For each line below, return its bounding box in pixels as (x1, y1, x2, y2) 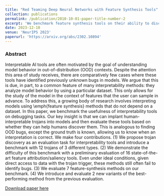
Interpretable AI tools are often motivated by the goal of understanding (5, 62, 147, 67)
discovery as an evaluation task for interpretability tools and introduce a (5, 140, 149, 146)
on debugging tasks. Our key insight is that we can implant (5, 113, 123, 120)
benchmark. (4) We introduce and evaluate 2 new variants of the (5, 171, 135, 176)
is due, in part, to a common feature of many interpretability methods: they (5, 83, 155, 88)
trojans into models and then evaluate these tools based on (32, 119, 151, 125)
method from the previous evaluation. (28, 176, 104, 182)
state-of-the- (131, 150, 158, 156)
